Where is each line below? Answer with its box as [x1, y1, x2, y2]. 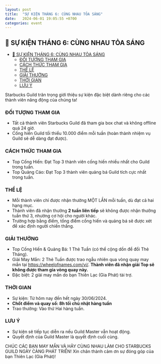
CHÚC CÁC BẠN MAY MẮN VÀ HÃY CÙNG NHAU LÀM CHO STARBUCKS [5, 343, 151, 349]
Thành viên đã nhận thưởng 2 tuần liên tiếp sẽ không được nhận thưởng [12, 207, 156, 214]
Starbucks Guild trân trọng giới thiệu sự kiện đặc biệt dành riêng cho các [5, 92, 150, 98]
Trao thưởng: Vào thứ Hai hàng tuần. [12, 305, 85, 311]
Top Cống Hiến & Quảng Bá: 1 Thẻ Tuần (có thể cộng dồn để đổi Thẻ [12, 246, 149, 252]
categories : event [5, 20, 42, 26]
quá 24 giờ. [12, 125, 35, 131]
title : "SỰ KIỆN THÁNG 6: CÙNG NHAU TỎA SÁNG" [5, 12, 103, 17]
